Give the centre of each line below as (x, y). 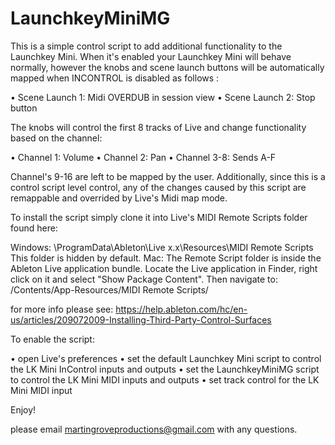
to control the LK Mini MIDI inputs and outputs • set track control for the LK (165, 379)
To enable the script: (52, 339)
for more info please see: (62, 309)
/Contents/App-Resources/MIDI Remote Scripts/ (109, 289)
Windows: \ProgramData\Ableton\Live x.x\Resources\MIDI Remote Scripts (162, 247)
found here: (34, 228)
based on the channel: (56, 138)
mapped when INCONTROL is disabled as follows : (115, 78)
